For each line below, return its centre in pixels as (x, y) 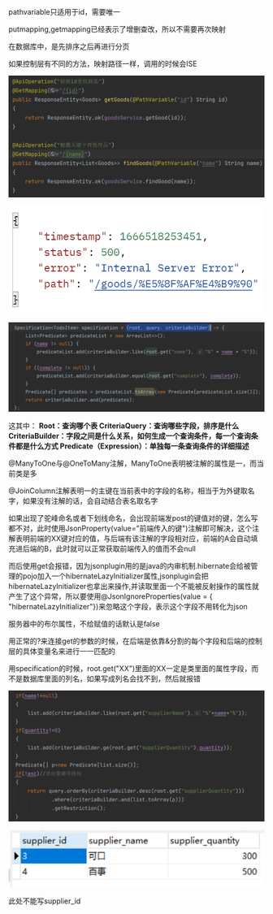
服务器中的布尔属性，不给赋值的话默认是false (84, 624)
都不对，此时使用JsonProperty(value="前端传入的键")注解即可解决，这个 (130, 528)
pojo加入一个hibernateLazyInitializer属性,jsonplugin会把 (115, 576)
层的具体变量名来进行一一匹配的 (62, 652)
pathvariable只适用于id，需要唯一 (64, 12)
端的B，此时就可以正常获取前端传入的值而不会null (113, 549)
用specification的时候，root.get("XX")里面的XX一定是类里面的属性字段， (130, 669)
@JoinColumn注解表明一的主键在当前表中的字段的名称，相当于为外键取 (128, 491)
